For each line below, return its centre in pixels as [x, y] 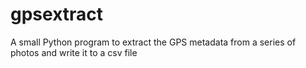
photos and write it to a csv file [74, 52]
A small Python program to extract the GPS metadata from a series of [153, 42]
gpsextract [57, 14]
